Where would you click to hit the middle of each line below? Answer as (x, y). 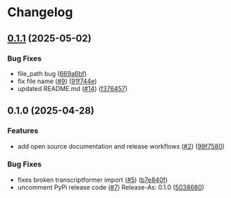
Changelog (40, 12)
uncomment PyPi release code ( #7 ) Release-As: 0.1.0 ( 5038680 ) (111, 187)
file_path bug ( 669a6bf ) (52, 73)
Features (23, 131)
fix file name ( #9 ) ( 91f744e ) (57, 81)
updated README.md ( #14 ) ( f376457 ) (73, 88)
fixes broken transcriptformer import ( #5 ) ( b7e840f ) (93, 180)
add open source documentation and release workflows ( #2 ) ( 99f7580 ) (121, 146)
